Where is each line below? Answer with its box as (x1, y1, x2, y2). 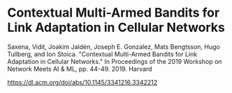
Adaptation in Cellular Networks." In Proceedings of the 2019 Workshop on (7, 57, 222, 65)
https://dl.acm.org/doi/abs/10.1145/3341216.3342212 (7, 78, 158, 86)
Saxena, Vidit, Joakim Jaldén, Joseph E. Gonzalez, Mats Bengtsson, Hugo (7, 42, 220, 51)
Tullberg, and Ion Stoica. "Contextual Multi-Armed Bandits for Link (7, 50, 198, 58)
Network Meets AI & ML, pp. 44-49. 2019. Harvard (7, 65, 152, 73)
